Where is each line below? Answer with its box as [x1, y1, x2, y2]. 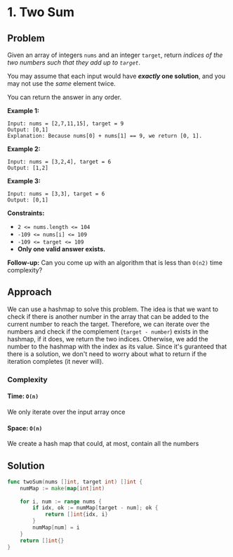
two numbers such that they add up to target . [7, 58, 141, 67]
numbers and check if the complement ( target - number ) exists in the [7, 327, 209, 336]
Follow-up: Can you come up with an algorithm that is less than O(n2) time [7, 258, 223, 267]
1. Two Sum [7, 4, 75, 20]
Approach [7, 286, 52, 299]
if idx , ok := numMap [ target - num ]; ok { [32, 504, 159, 511]
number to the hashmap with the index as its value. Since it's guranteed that [7, 342, 227, 350]
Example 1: [7, 107, 40, 114]
